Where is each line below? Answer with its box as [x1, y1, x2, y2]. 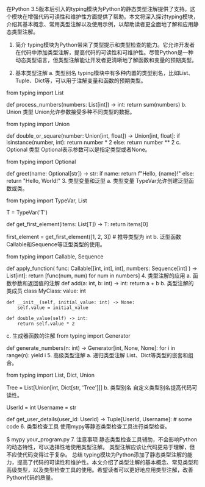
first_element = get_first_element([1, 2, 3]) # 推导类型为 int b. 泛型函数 [6, 233, 181, 240]
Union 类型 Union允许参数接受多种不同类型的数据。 [6, 108, 135, 115]
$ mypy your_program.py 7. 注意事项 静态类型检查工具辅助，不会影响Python [6, 436, 198, 443]
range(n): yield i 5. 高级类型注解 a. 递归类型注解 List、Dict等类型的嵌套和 [6, 352, 189, 358]
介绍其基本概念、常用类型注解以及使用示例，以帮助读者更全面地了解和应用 [6, 21, 193, 27]
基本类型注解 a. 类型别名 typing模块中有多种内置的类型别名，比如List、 [15, 69, 194, 76]
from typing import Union [6, 121, 70, 127]
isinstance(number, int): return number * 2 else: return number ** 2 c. [6, 139, 181, 146]
